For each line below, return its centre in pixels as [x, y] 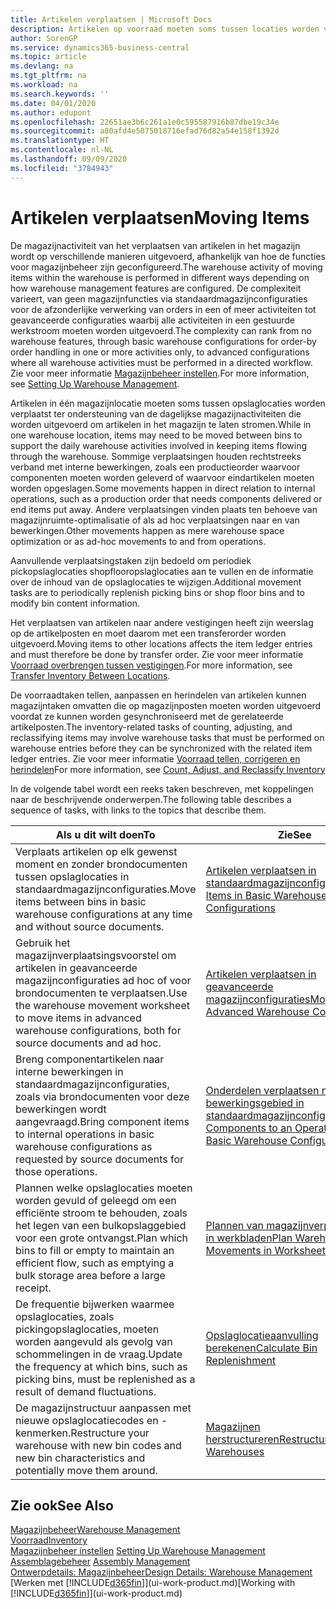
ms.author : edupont [51, 112]
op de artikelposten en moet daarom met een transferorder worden [148, 633]
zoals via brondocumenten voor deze [102, 1096]
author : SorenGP [44, 38]
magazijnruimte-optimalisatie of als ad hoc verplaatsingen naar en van [155, 520]
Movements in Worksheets [268, 1250]
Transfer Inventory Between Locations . [90, 675]
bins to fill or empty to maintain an [95, 1250]
